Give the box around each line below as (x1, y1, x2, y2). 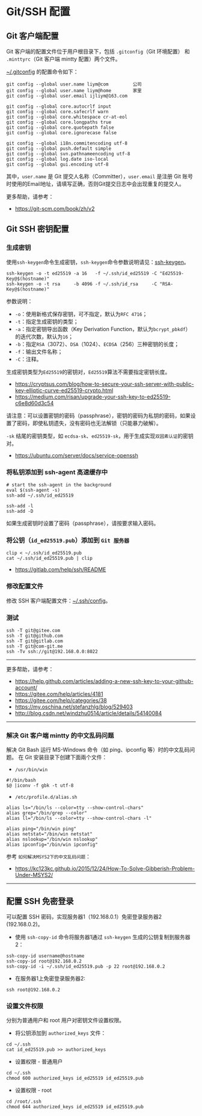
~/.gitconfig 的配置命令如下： (6, 68, 79, 75)
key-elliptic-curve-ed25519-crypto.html (14, 386, 114, 394)
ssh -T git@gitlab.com (6, 638, 63, 644)
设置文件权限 (6, 1002, 44, 1010)
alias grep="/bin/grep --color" (6, 810, 87, 816)
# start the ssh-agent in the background (6, 482, 112, 488)
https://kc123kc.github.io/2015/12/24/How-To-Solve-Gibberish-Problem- (14, 865, 195, 872)
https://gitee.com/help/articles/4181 (14, 690, 103, 698)
